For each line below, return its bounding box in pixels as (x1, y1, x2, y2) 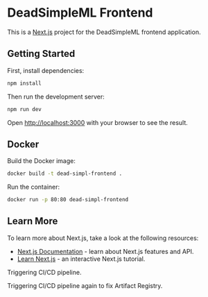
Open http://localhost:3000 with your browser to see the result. (7, 118, 189, 126)
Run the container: (7, 183, 60, 192)
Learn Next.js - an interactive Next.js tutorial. (17, 255, 146, 263)
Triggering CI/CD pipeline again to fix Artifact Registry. (7, 281, 163, 289)
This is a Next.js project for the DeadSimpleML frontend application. (7, 28, 201, 36)
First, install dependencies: (7, 66, 85, 74)
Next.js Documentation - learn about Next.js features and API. (17, 247, 194, 255)
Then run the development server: (7, 92, 105, 101)
